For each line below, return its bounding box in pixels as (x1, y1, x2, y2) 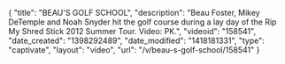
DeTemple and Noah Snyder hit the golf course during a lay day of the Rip (8, 17, 277, 27)
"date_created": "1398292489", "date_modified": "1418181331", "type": (8, 35, 265, 46)
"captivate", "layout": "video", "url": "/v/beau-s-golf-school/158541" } (8, 45, 260, 55)
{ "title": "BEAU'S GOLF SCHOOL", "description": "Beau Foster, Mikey (8, 8, 260, 18)
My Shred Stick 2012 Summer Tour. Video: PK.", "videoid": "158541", (8, 26, 257, 36)
